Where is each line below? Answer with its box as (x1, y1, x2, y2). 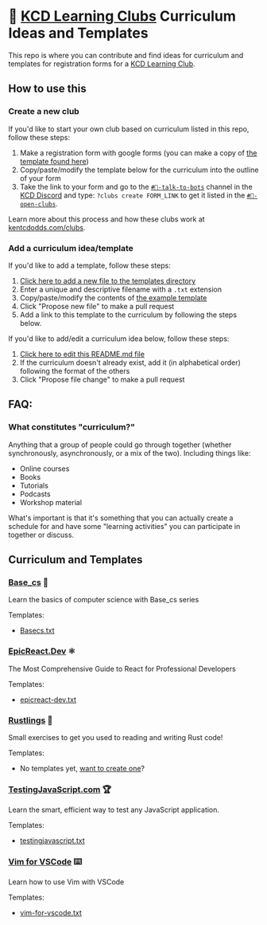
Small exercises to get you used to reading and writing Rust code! (8, 732, 223, 742)
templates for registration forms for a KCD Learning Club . (8, 59, 196, 69)
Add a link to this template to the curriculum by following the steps (19, 310, 237, 319)
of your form (19, 173, 61, 182)
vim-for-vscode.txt (19, 908, 82, 918)
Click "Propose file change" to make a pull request (19, 374, 185, 384)
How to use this (8, 82, 87, 96)
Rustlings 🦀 (8, 715, 53, 726)
